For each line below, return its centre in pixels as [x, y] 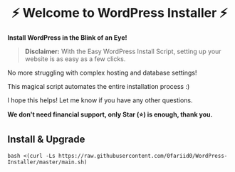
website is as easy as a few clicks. [75, 59]
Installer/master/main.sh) [47, 162]
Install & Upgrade [46, 140]
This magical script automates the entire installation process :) [99, 86]
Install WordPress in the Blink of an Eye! [67, 37]
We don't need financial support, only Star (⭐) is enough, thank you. [110, 114]
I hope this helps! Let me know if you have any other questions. [100, 100]
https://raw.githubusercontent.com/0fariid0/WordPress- [143, 156]
